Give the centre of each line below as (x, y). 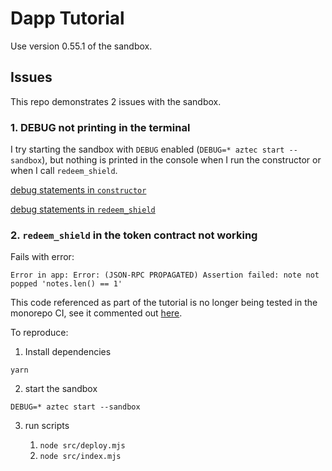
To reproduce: (39, 333)
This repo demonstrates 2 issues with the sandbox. (116, 101)
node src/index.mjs (80, 457)
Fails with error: (42, 257)
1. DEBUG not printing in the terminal (100, 127)
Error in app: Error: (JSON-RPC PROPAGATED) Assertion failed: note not (165, 275)
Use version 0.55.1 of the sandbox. (81, 46)
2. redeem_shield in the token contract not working (134, 235)
